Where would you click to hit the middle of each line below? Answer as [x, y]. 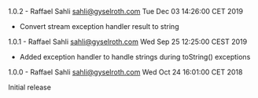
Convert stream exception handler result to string [99, 26]
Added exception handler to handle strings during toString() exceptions [135, 57]
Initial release [29, 87]
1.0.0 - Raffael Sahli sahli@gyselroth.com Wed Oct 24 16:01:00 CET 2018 [125, 72]
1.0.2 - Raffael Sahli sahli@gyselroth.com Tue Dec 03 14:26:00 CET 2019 [126, 11]
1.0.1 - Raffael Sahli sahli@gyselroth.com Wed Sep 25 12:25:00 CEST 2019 [128, 42]
